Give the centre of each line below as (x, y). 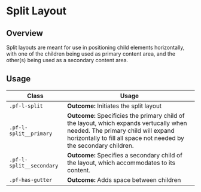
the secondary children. (100, 145)
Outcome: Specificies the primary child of (126, 115)
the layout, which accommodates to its (121, 163)
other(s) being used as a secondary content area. (67, 60)
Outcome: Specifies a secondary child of (125, 155)
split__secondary (34, 165)
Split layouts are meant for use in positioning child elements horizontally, (95, 47)
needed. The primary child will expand (121, 130)
